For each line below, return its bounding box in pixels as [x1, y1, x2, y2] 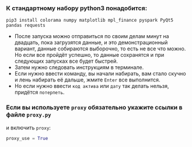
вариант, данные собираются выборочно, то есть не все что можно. [14, 45, 186, 52]
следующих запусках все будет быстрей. [14, 57, 118, 65]
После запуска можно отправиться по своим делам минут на [14, 33, 169, 40]
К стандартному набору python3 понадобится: [6, 4, 148, 12]
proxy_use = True [6, 135, 48, 141]
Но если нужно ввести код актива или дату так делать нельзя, [14, 83, 169, 90]
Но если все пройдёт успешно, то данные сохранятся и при [14, 52, 165, 59]
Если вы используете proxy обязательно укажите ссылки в [6, 104, 183, 112]
